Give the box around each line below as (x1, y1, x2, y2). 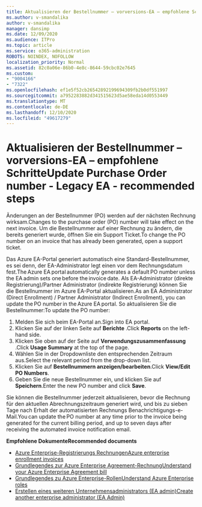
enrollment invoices (14, 455, 64, 463)
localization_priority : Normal (6, 59, 85, 65)
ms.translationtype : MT (6, 98, 66, 104)
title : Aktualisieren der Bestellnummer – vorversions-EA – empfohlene (6, 8, 189, 15)
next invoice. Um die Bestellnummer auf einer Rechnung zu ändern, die (6, 225, 183, 232)
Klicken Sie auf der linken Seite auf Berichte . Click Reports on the (14, 325, 179, 332)
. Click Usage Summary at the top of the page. (14, 344, 129, 351)
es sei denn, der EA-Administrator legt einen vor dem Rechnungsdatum (6, 262, 183, 269)
